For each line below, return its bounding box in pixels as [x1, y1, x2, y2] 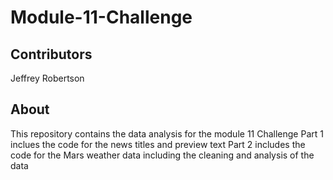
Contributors [10, 46, 93, 63]
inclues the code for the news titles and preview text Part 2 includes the [10, 138, 306, 150]
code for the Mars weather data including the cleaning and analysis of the [10, 149, 315, 161]
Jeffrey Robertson [10, 72, 85, 84]
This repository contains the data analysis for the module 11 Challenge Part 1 [10, 127, 324, 140]
